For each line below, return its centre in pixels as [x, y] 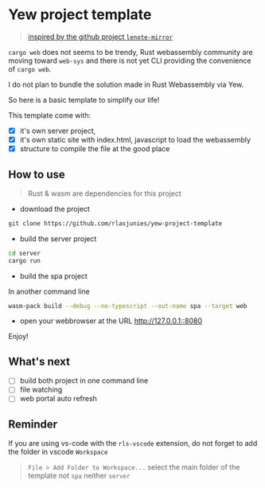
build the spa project [53, 275]
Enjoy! [19, 337]
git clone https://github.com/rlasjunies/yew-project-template [115, 223]
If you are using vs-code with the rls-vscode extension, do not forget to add [133, 443]
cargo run [25, 260]
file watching [41, 390]
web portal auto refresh [58, 399]
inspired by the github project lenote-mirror [100, 37]
